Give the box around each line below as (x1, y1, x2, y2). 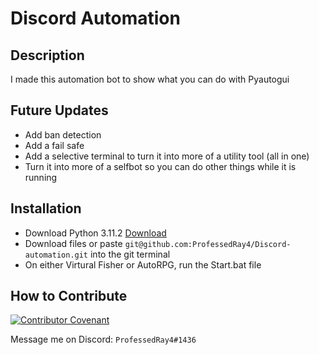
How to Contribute (10, 288, 128, 305)
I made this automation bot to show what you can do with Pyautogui (10, 73, 290, 85)
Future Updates (10, 102, 109, 119)
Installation (10, 200, 82, 217)
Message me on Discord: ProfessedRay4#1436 (10, 333, 197, 346)
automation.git (24, 250, 89, 260)
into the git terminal (89, 248, 171, 260)
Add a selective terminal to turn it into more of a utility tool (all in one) (24, 150, 310, 162)
